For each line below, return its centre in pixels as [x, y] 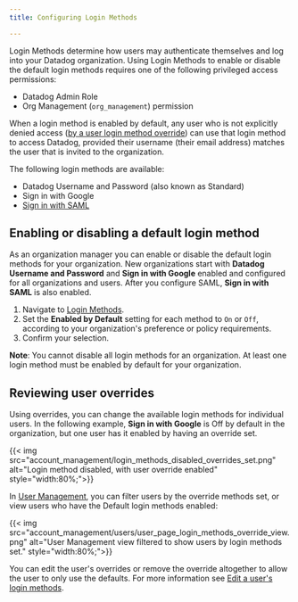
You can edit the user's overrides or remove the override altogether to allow [149, 569]
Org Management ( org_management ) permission [108, 106]
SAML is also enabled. [50, 293]
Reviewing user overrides [82, 393]
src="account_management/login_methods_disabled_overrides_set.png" [143, 460]
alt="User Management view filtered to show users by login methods [156, 542]
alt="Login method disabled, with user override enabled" [114, 470]
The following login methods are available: [87, 169]
